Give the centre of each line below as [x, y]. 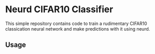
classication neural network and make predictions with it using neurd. [78, 29]
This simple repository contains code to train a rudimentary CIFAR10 [76, 23]
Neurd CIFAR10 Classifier [59, 9]
